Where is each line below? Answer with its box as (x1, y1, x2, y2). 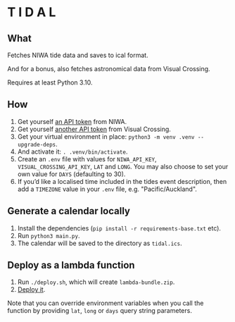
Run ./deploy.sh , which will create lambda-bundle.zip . (17, 278, 175, 286)
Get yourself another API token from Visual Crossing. (17, 125, 171, 133)
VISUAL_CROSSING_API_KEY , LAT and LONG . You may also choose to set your (17, 162, 229, 171)
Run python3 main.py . (17, 231, 80, 240)
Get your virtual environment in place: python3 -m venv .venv (17, 132, 195, 141)
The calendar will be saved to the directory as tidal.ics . (17, 239, 182, 247)
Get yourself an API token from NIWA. (17, 117, 127, 125)
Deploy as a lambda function (7, 259, 135, 271)
